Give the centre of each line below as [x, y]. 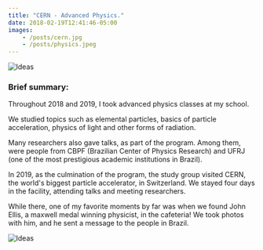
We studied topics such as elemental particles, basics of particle [113, 119]
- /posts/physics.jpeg [59, 45]
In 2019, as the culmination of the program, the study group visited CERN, [127, 175]
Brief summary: [38, 87]
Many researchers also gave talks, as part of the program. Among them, [124, 143]
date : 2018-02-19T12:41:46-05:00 [63, 23]
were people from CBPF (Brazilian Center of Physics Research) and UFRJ [127, 151]
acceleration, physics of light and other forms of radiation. [102, 128]
